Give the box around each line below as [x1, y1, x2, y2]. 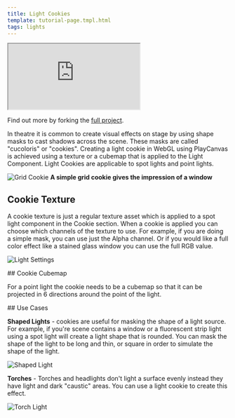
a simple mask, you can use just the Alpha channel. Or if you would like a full [7, 234, 229, 243]
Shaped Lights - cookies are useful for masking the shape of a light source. [7, 317, 227, 326]
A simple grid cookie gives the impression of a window [50, 173, 213, 182]
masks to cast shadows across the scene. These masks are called [7, 137, 199, 146]
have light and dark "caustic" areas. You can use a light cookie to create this [7, 382, 228, 390]
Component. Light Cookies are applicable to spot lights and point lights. [7, 159, 214, 168]
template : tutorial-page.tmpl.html [7, 17, 112, 24]
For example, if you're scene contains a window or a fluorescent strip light [7, 325, 222, 333]
